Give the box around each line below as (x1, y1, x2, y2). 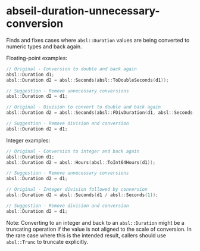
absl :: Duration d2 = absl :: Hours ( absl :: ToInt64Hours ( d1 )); (6, 159, 156, 165)
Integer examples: (6, 137, 51, 144)
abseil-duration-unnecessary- (6, 4, 160, 18)
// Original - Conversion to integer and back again (6, 148, 140, 154)
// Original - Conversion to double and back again (6, 66, 137, 72)
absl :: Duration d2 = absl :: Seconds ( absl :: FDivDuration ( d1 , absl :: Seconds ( (6, 110, 196, 116)
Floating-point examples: (6, 54, 67, 61)
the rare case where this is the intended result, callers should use (6, 231, 167, 239)
